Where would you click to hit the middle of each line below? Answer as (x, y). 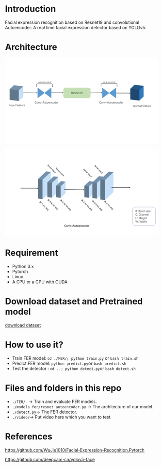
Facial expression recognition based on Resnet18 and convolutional (72, 22)
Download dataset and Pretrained (74, 301)
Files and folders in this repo (63, 388)
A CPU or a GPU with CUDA (40, 282)
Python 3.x (23, 266)
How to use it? (34, 345)
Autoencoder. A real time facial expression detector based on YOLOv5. (76, 27)
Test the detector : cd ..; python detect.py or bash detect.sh (74, 368)
